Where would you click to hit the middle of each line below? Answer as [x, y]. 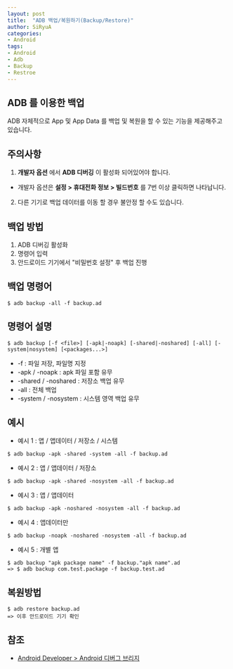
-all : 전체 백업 [37, 389]
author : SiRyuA [29, 27]
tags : [15, 46]
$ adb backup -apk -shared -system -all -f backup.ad [88, 454]
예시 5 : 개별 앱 [38, 550]
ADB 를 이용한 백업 [46, 103]
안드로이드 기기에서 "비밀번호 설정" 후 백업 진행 [82, 262]
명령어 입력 [33, 253]
